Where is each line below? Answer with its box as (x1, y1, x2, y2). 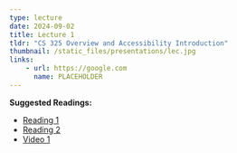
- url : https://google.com (25, 64, 128, 73)
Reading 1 (22, 114, 60, 125)
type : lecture (9, 13, 63, 23)
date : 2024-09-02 (9, 22, 75, 31)
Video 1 (22, 133, 51, 145)
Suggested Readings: (9, 97, 92, 108)
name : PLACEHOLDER (33, 72, 103, 81)
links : (9, 55, 34, 64)
